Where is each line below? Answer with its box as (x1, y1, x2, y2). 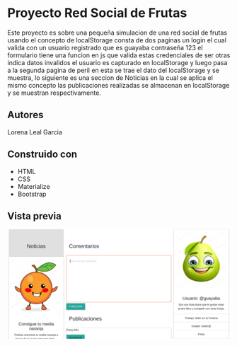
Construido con (7, 149, 78, 161)
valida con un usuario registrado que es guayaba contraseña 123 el (7, 43, 203, 52)
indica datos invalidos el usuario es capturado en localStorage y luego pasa (7, 58, 228, 67)
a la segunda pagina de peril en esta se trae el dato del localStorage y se (7, 66, 219, 74)
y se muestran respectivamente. (7, 88, 101, 97)
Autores (7, 109, 44, 121)
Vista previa (7, 210, 62, 222)
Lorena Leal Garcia (7, 127, 62, 136)
